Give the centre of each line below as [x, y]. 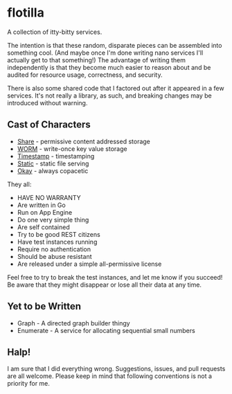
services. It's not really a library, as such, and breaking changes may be [110, 96]
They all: [19, 184]
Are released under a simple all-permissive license [89, 264]
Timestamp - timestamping [56, 156]
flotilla [26, 13]
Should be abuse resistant [54, 256]
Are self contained [44, 227]
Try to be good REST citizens [59, 234]
